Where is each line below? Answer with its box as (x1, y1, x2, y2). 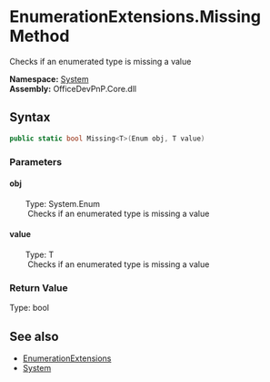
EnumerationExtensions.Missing (9, 6, 262, 27)
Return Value (9, 281, 68, 294)
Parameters (9, 155, 62, 168)
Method (9, 26, 70, 46)
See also (9, 328, 59, 344)
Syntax (9, 109, 51, 125)
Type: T (25, 249, 55, 260)
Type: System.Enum (25, 198, 101, 209)
